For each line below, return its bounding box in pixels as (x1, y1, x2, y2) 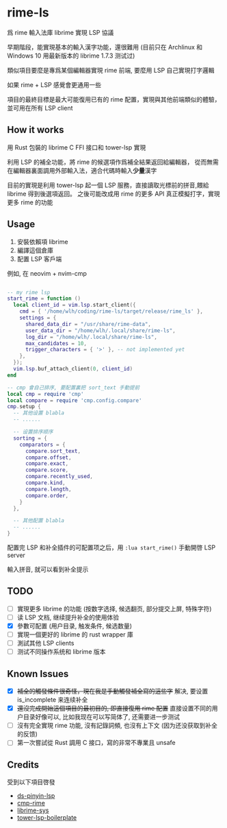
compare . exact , (25, 460, 69, 467)
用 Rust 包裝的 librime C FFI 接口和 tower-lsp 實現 (7, 143, 146, 152)
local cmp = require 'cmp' (7, 390, 84, 397)
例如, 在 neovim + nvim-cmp (7, 269, 87, 277)
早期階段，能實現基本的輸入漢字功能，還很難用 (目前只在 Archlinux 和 (7, 43, 203, 51)
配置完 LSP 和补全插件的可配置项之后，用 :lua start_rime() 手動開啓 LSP (7, 543, 216, 552)
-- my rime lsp (7, 289, 51, 296)
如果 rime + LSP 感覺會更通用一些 (7, 80, 102, 88)
